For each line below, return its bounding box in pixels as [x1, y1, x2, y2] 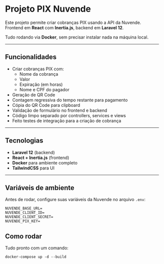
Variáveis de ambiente [5, 183, 75, 192]
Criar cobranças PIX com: [12, 66, 64, 72]
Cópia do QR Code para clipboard [12, 102, 81, 108]
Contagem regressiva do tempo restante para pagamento [12, 97, 128, 103]
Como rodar [5, 232, 42, 240]
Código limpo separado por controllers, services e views [12, 112, 126, 118]
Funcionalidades [5, 53, 57, 61]
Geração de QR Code [12, 92, 55, 98]
